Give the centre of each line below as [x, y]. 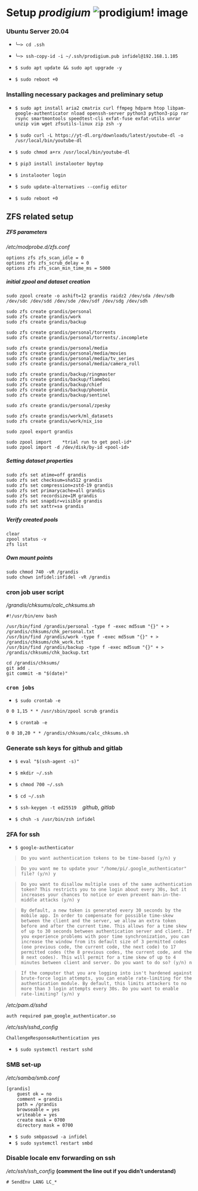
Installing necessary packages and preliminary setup [85, 94]
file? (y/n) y [38, 874]
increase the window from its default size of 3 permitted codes [103, 942]
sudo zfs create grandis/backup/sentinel [58, 395]
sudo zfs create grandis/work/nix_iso [54, 421]
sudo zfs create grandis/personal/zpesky [58, 406]
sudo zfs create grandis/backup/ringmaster [61, 374]
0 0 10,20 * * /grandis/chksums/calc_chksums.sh [68, 733]
